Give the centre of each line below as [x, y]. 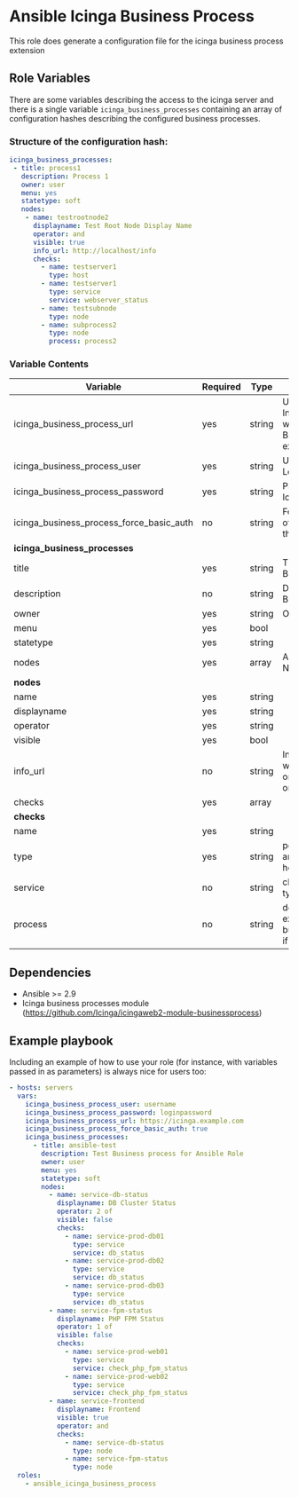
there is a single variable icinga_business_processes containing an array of [145, 109]
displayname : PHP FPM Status [110, 1319]
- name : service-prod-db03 [115, 1286]
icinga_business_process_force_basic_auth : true [117, 1129]
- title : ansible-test [74, 1146]
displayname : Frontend [98, 1410]
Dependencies [50, 972]
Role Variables [50, 79]
